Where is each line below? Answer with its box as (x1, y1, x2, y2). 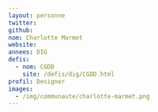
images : (8, 84, 34, 93)
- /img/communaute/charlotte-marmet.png (15, 92, 150, 100)
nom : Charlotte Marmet (8, 33, 83, 42)
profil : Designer (8, 77, 66, 85)
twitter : (8, 19, 37, 27)
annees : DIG (8, 48, 47, 56)
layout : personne (8, 11, 66, 20)
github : (8, 26, 34, 34)
